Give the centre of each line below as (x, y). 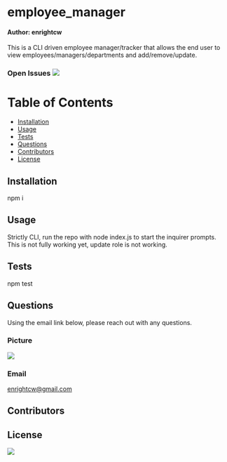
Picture (20, 341)
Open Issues (29, 73)
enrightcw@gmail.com (40, 389)
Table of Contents (60, 102)
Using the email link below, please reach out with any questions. (100, 322)
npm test (20, 283)
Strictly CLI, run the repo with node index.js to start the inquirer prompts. (112, 237)
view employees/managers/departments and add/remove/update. (102, 55)
